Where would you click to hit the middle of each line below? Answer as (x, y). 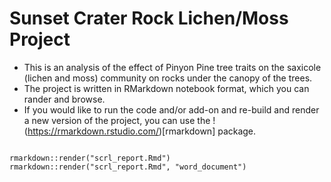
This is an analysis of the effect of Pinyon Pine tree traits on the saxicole (172, 67)
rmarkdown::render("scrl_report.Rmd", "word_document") (128, 167)
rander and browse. (64, 99)
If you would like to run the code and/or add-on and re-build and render (171, 109)
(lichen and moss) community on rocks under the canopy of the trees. (168, 78)
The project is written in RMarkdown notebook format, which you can (166, 88)
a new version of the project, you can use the (117, 120)
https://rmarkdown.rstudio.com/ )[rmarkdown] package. (142, 131)
